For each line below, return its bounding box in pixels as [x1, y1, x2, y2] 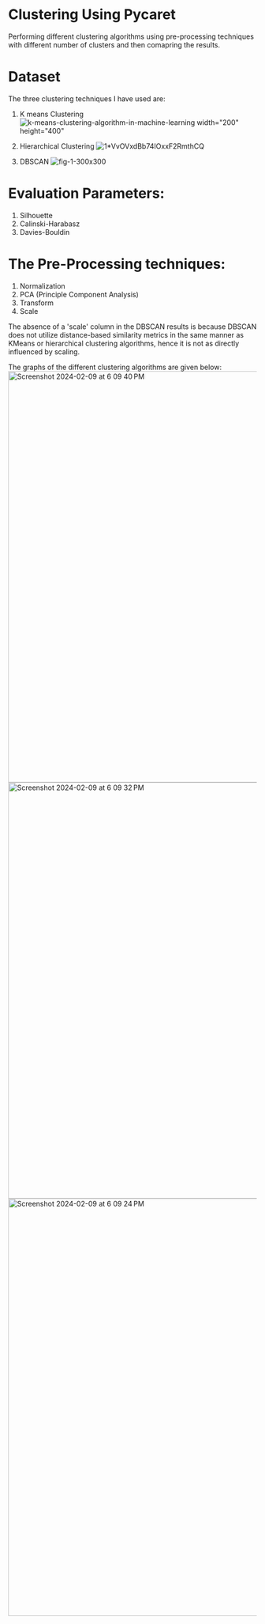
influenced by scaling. [8, 346, 80, 357]
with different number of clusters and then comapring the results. [8, 40, 221, 49]
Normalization [19, 281, 65, 290]
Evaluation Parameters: [8, 184, 165, 202]
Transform [19, 298, 54, 308]
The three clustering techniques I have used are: [8, 93, 166, 104]
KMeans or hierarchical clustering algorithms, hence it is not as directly [8, 338, 240, 348]
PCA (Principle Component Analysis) [19, 289, 140, 299]
